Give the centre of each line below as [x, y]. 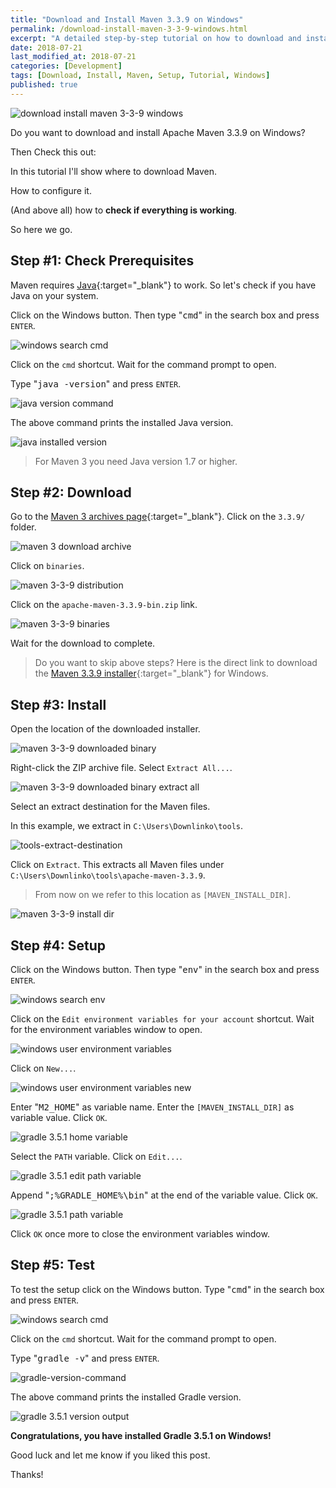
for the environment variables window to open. [106, 1029]
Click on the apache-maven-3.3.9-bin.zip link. [104, 605]
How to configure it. [51, 190]
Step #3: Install [58, 704]
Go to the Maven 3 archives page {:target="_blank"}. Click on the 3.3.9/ [158, 517]
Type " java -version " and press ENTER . [96, 383]
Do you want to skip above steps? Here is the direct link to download [176, 663]
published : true [44, 85]
